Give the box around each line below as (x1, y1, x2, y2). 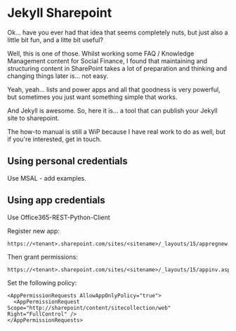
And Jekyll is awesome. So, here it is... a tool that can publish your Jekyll (7, 106, 218, 115)
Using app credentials (7, 195, 105, 207)
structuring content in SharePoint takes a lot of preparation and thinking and (7, 64, 228, 72)
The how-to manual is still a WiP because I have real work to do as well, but (7, 127, 226, 136)
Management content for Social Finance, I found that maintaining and (7, 56, 208, 65)
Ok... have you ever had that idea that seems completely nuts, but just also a (7, 28, 228, 37)
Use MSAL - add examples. (7, 174, 86, 182)
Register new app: (7, 226, 60, 235)
